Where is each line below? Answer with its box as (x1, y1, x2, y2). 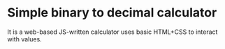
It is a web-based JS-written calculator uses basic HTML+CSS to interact (7, 28, 218, 36)
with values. (7, 35, 42, 43)
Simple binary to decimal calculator (7, 5, 217, 21)
